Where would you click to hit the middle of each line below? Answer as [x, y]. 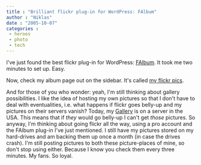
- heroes [20, 34]
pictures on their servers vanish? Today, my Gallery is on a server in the [95, 111]
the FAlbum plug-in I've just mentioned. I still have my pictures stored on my [100, 130]
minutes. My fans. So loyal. [40, 155]
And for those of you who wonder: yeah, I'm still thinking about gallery [93, 92]
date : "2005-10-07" [32, 23]
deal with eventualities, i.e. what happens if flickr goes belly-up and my [94, 104]
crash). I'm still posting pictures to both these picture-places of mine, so [95, 143]
